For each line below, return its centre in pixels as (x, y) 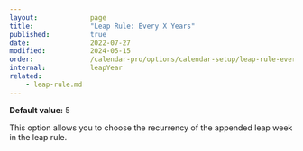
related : (26, 76)
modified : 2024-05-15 (70, 51)
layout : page (58, 18)
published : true (58, 34)
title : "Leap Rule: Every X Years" (102, 26)
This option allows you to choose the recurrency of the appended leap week (151, 128)
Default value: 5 (40, 110)
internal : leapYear (66, 68)
